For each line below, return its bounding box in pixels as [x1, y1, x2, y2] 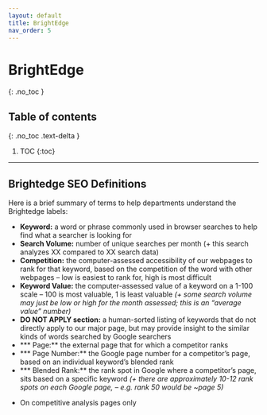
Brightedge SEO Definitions [8, 176, 147, 191]
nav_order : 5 [8, 26, 52, 34]
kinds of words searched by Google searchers [19, 332, 172, 341]
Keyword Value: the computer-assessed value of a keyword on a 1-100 [19, 281, 253, 290]
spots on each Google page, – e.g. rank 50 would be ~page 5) [19, 382, 224, 392]
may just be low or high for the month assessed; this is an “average [19, 297, 242, 307]
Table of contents [8, 110, 97, 123]
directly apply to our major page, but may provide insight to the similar [19, 323, 250, 332]
